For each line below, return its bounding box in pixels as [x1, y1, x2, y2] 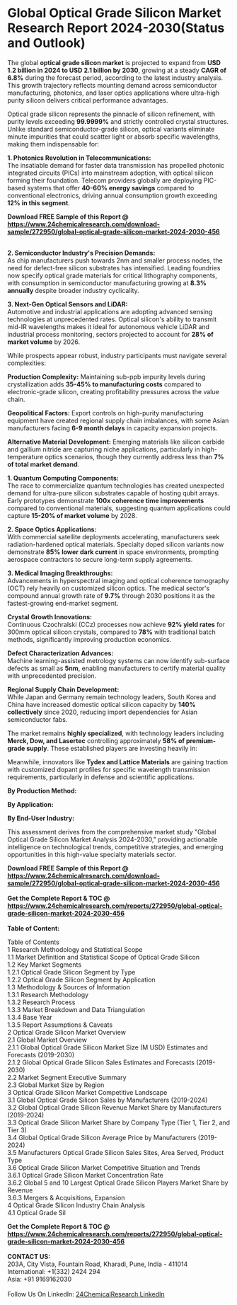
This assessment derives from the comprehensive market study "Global [7, 827, 216, 836]
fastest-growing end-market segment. [7, 599, 119, 607]
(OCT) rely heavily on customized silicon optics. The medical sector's [7, 584, 210, 592]
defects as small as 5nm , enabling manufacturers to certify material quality [7, 664, 226, 672]
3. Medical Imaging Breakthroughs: [7, 568, 113, 577]
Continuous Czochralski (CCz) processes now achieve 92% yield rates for [7, 620, 225, 628]
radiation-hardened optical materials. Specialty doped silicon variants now [7, 540, 224, 548]
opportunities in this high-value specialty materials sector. [7, 850, 177, 858]
